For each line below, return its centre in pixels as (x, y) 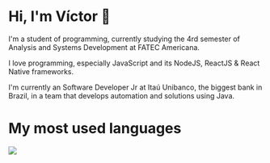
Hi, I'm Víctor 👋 (59, 17)
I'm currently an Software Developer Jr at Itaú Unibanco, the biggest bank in (135, 87)
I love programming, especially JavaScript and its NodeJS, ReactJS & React (134, 63)
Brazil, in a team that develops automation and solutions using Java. (122, 95)
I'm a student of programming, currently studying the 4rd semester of (124, 39)
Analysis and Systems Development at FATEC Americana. (104, 47)
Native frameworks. (41, 71)
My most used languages (95, 129)
